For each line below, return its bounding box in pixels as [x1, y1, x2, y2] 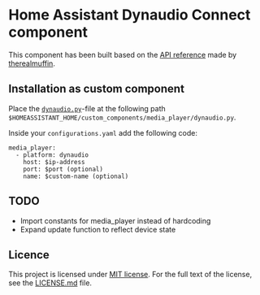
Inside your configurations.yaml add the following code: [8, 128, 197, 137]
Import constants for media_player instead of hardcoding [19, 215, 211, 225]
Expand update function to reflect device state [19, 224, 176, 234]
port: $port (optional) [23, 165, 104, 173]
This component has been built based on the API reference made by [8, 50, 237, 59]
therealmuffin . [8, 59, 55, 68]
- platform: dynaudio [15, 150, 89, 159]
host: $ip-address [23, 158, 85, 166]
